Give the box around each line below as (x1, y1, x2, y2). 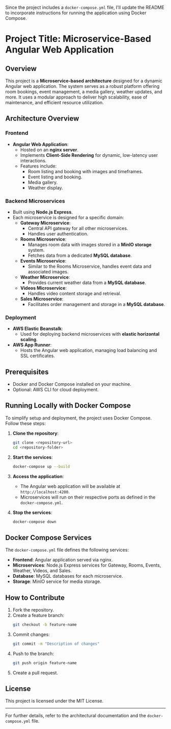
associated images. (27, 268, 69, 275)
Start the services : (12, 454, 53, 460)
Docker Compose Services (5, 533, 92, 542)
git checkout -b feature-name (12, 622, 77, 627)
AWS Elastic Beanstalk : (12, 325, 63, 332)
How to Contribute (5, 593, 65, 602)
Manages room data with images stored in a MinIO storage (27, 241, 152, 247)
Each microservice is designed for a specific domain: (12, 214, 124, 220)
